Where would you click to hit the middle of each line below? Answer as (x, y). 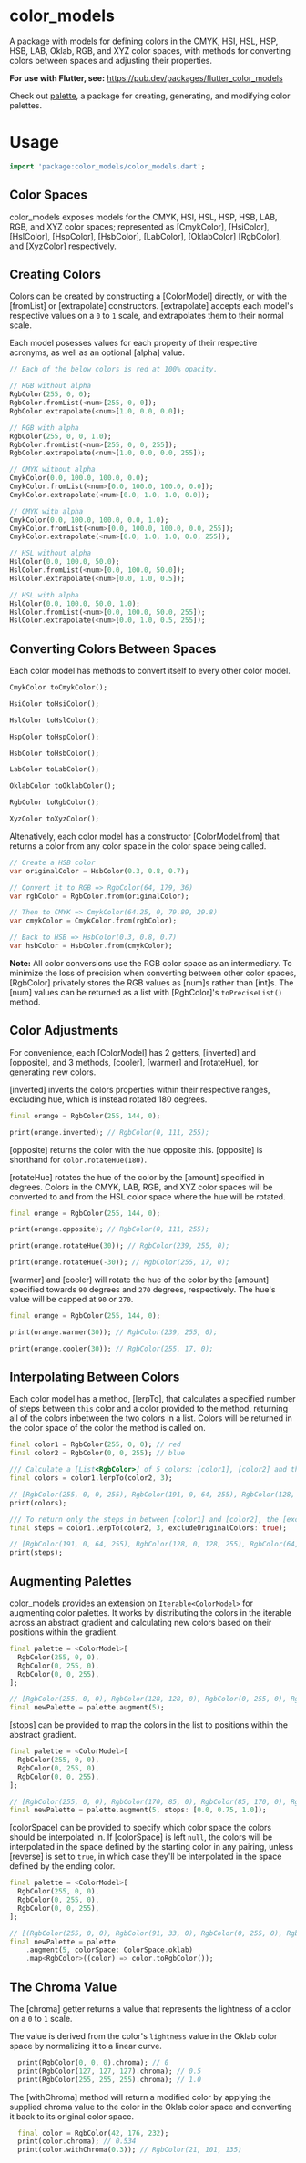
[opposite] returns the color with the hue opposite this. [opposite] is (136, 1149)
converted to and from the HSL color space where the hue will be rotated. (148, 1196)
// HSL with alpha (44, 595)
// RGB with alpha (44, 428)
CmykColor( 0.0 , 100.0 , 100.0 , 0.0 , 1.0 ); (89, 520)
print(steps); (36, 1553)
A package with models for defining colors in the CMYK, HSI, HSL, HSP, (144, 41)
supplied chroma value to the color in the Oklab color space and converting (151, 2107)
